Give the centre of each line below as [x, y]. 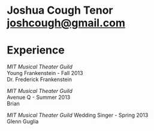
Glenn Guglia [23, 121]
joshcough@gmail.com [66, 23]
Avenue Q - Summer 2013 [39, 97]
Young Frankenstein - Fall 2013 [45, 73]
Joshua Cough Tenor [60, 10]
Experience [36, 50]
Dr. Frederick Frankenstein [40, 79]
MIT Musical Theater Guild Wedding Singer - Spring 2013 [78, 115]
